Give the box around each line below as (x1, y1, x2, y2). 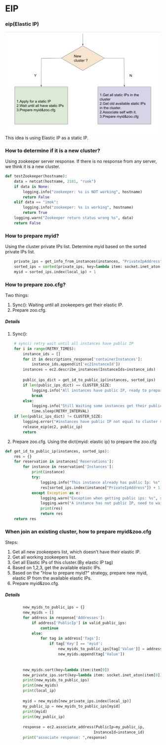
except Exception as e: (31, 490, 81, 496)
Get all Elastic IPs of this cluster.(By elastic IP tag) (12, 559, 114, 566)
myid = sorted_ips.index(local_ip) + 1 (14, 269, 96, 274)
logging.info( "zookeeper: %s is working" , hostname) (23, 205, 134, 210)
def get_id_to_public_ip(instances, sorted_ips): (5, 449, 110, 454)
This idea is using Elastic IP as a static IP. (5, 134, 89, 141)
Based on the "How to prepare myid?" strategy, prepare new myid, (12, 570, 148, 576)
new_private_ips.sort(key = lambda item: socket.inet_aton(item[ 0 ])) (23, 672, 165, 677)
